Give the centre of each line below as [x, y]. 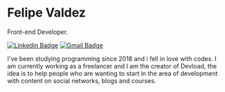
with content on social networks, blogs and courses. [82, 80]
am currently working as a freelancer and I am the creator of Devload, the [112, 66]
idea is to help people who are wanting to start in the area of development [112, 73]
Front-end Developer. [37, 32]
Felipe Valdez [47, 13]
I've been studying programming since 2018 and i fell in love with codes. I [112, 58]
